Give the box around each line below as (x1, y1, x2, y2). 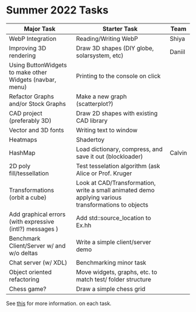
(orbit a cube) (9, 193, 47, 201)
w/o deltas (9, 249, 38, 257)
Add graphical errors (9, 210, 66, 218)
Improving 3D (9, 44, 47, 52)
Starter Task (102, 25, 138, 33)
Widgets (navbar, (9, 76, 57, 84)
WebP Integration (9, 35, 57, 43)
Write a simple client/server (75, 238, 152, 246)
